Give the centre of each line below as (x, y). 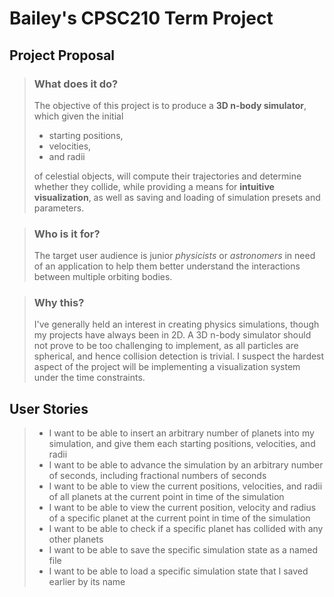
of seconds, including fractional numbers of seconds (157, 476)
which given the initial (78, 116)
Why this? (59, 303)
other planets (76, 539)
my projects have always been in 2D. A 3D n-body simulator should (172, 335)
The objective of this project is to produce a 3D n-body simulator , (170, 105)
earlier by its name (87, 582)
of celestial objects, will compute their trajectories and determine (167, 176)
